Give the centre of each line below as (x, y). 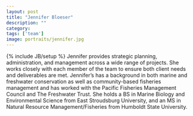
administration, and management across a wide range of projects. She (93, 62)
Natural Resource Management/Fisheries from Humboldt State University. (97, 107)
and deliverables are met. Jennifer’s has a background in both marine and (97, 75)
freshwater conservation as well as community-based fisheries (84, 81)
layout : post (22, 12)
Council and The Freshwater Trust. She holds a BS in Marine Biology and (96, 94)
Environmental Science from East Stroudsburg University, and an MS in (94, 101)
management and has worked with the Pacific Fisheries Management (91, 88)
